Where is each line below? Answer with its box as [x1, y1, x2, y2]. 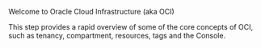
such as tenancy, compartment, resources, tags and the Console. [8, 31, 226, 40]
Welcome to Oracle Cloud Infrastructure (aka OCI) [8, 7, 175, 16]
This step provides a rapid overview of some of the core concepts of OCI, [8, 22, 253, 31]
